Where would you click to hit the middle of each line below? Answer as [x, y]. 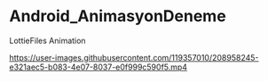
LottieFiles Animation [47, 40]
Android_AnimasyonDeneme [118, 16]
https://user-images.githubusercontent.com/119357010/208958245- [134, 57]
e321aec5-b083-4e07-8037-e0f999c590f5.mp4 [99, 67]
